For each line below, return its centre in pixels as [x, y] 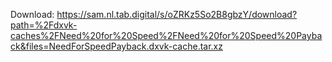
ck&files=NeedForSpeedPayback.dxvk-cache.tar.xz [116, 46]
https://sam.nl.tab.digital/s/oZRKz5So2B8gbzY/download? [177, 14]
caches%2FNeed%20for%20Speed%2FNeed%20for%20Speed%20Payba [166, 35]
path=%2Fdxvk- [44, 25]
